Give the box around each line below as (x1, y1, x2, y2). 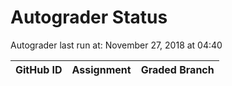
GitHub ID (15, 62, 63, 76)
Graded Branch (140, 62, 215, 76)
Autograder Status (10, 6, 168, 29)
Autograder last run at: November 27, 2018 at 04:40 (10, 39, 223, 51)
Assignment (71, 62, 132, 76)
